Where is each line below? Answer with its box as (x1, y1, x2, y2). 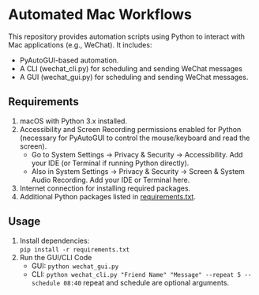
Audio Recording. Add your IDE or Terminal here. (31, 175, 190, 184)
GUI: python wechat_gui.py (31, 261, 119, 270)
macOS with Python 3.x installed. (19, 116, 128, 126)
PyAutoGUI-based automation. (19, 55, 119, 65)
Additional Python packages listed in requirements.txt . (19, 191, 196, 201)
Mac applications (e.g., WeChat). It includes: (8, 40, 152, 49)
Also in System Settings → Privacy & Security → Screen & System (31, 166, 245, 176)
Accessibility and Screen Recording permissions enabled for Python (19, 124, 242, 134)
